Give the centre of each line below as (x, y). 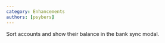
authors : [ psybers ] (30, 17)
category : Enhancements (36, 11)
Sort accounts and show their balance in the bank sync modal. (83, 34)
